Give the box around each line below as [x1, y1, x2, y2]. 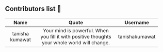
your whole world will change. [42, 39, 110, 46]
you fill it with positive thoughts [40, 33, 112, 40]
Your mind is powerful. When [43, 27, 109, 34]
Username [124, 19, 149, 26]
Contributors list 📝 [5, 5, 62, 13]
